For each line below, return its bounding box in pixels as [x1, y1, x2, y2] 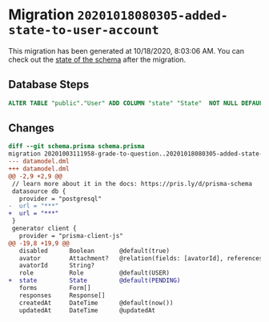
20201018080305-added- [77, 8, 228, 23]
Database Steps [8, 78, 90, 91]
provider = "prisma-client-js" [18, 231, 124, 239]
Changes [8, 122, 54, 135]
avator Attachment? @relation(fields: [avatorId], [18, 254, 224, 262]
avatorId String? [18, 262, 94, 270]
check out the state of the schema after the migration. [8, 54, 187, 64]
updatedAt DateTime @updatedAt [18, 306, 156, 314]
